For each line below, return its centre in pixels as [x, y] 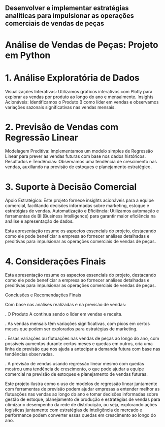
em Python [28, 55]
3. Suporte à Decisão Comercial [71, 187]
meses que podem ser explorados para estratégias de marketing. [71, 329]
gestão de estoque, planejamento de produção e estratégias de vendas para [83, 399]
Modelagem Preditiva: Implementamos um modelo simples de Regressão [79, 151]
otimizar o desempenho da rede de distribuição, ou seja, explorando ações [81, 405]
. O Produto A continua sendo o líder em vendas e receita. [64, 314]
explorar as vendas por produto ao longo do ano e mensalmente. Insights [79, 97]
